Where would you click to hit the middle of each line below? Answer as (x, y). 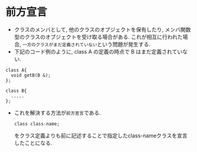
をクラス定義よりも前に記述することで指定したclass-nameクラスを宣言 (101, 136)
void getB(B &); (31, 75)
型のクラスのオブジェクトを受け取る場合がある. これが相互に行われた (98, 37)
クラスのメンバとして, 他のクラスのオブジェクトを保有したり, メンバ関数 (102, 29)
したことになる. (33, 143)
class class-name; (37, 124)
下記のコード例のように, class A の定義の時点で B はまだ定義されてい (98, 51)
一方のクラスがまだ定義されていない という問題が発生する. (86, 44)
